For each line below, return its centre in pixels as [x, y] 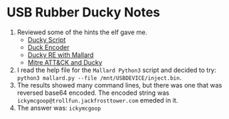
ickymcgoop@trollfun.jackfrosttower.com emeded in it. [97, 100]
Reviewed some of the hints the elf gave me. [82, 32]
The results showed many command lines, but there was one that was [119, 85]
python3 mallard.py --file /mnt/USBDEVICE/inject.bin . [99, 77]
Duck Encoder [48, 47]
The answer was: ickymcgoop [59, 108]
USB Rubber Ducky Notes [84, 12]
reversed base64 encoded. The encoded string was [93, 93]
